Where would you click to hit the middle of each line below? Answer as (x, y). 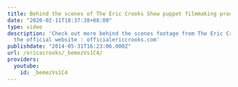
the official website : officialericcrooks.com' (87, 40)
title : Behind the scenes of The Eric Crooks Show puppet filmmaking (112, 14)
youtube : (27, 66)
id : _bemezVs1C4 (44, 72)
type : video (25, 27)
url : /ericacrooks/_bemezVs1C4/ (55, 53)
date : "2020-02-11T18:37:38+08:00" (60, 20)
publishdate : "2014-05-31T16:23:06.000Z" (69, 46)
